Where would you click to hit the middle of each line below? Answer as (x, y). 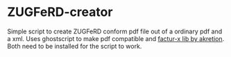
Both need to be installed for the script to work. (75, 46)
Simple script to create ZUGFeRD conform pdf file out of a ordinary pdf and (115, 31)
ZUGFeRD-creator (60, 12)
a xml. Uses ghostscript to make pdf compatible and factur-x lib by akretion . (116, 38)
